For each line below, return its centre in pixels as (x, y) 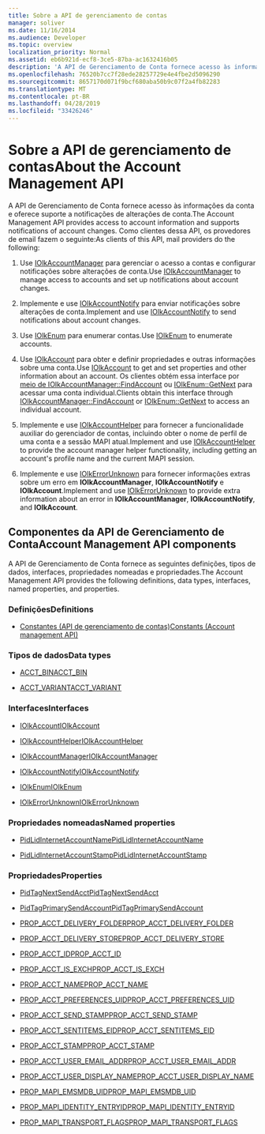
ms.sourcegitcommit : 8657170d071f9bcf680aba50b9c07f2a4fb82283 (114, 81)
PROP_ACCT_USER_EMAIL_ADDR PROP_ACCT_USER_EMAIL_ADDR (128, 1061)
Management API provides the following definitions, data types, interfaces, (129, 580)
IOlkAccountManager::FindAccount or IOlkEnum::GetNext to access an (134, 401)
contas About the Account (95, 167)
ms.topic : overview (40, 45)
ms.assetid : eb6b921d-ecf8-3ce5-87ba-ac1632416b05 (93, 60)
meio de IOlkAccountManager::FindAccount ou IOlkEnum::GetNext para (136, 384)
